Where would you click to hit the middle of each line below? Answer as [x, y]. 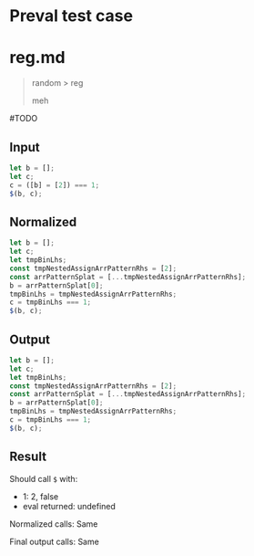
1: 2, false [41, 496]
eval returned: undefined [69, 506]
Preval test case [71, 16]
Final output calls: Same [55, 541]
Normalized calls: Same [54, 524]
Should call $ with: [44, 478]
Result [28, 457]
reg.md [37, 58]
